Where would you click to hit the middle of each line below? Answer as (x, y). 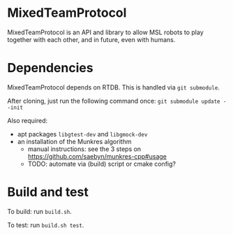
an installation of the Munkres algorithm (74, 141)
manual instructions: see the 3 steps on (84, 149)
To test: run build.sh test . (46, 225)
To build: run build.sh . (39, 211)
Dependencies (50, 68)
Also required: (28, 120)
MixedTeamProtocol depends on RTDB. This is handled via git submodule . (113, 87)
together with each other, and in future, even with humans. (91, 39)
